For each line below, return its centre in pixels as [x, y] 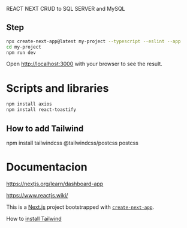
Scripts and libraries [58, 88]
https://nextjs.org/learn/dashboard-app [55, 184]
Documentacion [47, 167]
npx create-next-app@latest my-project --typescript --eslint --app [93, 41]
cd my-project [24, 47]
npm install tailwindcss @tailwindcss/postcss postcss [73, 143]
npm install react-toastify [41, 110]
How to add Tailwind [45, 128]
